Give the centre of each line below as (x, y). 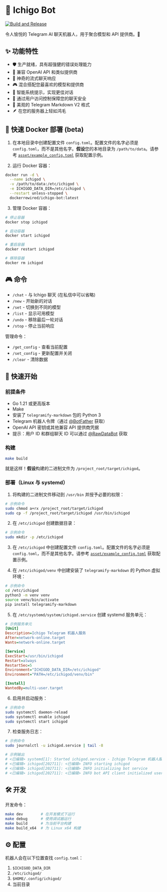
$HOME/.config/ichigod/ (37, 879)
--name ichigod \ (28, 179)
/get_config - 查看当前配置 (40, 347)
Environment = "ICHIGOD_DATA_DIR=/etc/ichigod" (53, 670)
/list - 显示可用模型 (33, 313)
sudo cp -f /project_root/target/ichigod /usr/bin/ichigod (68, 513)
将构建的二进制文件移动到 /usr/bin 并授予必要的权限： (68, 494)
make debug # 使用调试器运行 (38, 819)
